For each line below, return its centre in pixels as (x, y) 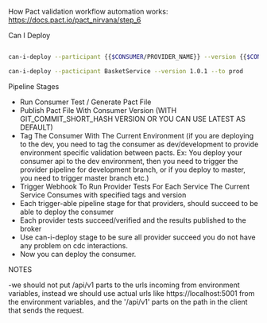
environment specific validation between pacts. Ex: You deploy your (131, 152)
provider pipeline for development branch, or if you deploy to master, (133, 169)
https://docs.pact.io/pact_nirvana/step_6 (75, 20)
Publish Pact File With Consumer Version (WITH (98, 110)
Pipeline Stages (34, 86)
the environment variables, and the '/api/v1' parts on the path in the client (128, 302)
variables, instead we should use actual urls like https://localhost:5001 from (132, 293)
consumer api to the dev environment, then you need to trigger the (129, 161)
